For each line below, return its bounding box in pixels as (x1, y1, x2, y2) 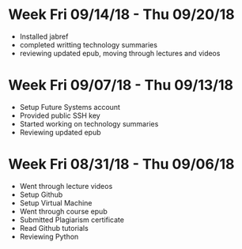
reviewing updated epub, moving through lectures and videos (19, 48, 221, 58)
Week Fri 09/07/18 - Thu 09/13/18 (8, 77, 234, 94)
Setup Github (19, 190, 63, 199)
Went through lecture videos (19, 181, 113, 191)
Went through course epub (19, 206, 108, 216)
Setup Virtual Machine (19, 198, 93, 207)
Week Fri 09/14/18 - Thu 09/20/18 (8, 6, 235, 24)
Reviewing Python (19, 232, 79, 241)
